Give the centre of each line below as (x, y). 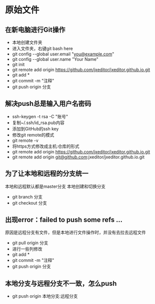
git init (18, 64)
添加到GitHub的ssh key (35, 128)
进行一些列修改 (27, 249)
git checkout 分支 (29, 203)
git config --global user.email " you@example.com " (63, 54)
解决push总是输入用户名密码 (48, 104)
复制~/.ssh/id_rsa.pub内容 (38, 123)
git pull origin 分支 (30, 243)
